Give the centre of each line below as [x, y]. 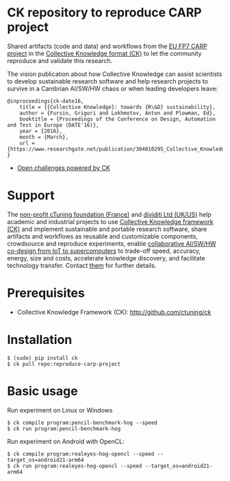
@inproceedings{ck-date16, [46, 101]
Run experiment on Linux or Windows [60, 410]
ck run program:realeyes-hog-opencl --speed [78, 466]
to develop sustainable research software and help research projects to [108, 81]
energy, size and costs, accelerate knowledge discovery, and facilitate [106, 258]
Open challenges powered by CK [64, 168]
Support [31, 196]
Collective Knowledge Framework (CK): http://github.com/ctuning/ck [114, 312]
